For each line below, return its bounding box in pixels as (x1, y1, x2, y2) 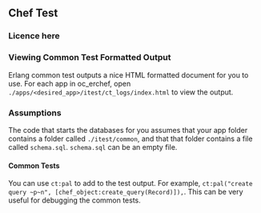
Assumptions (8, 107, 62, 119)
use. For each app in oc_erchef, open (8, 78, 131, 88)
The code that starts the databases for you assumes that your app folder (8, 125, 248, 135)
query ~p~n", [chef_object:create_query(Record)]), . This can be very (8, 187, 243, 197)
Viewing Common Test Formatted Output (8, 52, 171, 63)
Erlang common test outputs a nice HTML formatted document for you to (8, 70, 249, 79)
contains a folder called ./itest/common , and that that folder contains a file (8, 134, 253, 143)
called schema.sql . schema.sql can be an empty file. (8, 142, 178, 151)
